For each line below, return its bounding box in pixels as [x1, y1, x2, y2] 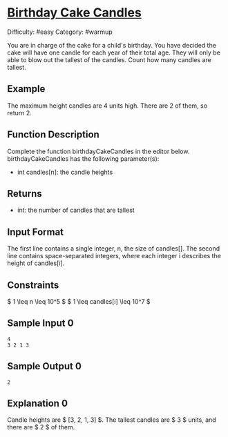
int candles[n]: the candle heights [17, 168, 113, 176]
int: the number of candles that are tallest [17, 206, 135, 215]
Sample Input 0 [7, 318, 74, 329]
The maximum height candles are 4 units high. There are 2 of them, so [7, 101, 208, 110]
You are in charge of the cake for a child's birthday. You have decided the [7, 41, 216, 49]
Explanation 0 [7, 398, 68, 409]
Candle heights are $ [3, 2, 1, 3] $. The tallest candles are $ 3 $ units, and [7, 416, 216, 424]
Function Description [7, 129, 100, 141]
